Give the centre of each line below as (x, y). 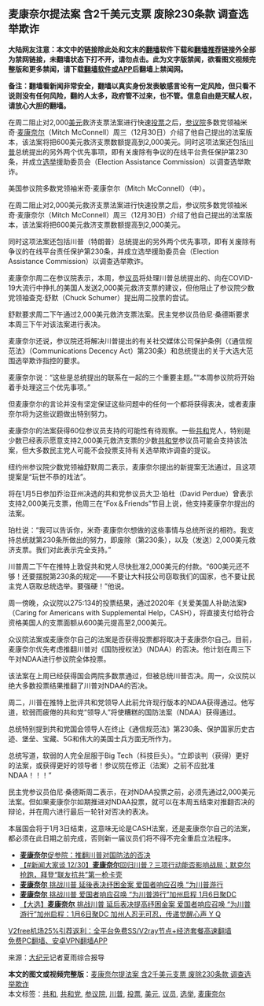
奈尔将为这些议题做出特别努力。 (60, 414)
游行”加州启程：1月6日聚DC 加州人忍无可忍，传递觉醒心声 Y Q (120, 914)
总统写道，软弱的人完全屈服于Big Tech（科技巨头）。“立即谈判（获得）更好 (129, 755)
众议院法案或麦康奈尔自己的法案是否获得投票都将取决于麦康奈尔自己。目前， (132, 639)
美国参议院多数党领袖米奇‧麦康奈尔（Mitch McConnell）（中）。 (109, 188)
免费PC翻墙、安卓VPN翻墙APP (58, 941)
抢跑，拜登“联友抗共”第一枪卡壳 (71, 874)
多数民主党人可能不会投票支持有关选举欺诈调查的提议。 (125, 450)
